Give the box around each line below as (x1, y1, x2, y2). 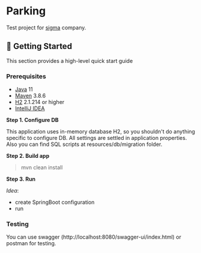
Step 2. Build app (6, 153, 50, 160)
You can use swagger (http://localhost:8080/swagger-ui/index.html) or (6, 233, 182, 240)
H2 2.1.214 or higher (14, 99, 65, 106)
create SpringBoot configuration (14, 199, 95, 206)
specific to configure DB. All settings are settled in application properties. (6, 135, 187, 142)
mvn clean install (20, 164, 63, 171)
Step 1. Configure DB (6, 117, 59, 124)
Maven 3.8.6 (14, 92, 46, 99)
